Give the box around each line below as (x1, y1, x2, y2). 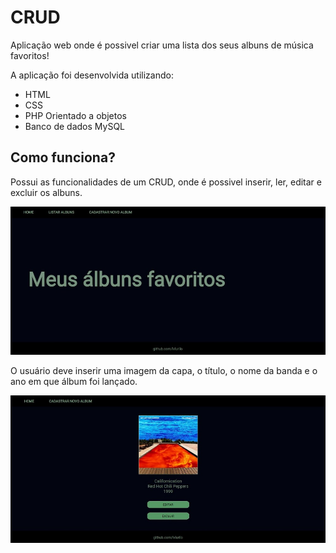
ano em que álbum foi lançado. (10, 375, 138, 387)
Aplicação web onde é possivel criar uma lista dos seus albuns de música (10, 39, 314, 51)
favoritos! (10, 49, 50, 61)
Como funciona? (10, 149, 116, 166)
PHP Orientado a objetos (24, 109, 127, 121)
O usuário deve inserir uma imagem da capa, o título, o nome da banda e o (10, 364, 318, 376)
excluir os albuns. (10, 186, 83, 198)
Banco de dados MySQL (24, 120, 126, 132)
